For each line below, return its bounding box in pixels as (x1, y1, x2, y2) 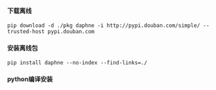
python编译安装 (7, 75, 53, 83)
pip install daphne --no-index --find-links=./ (7, 60, 148, 66)
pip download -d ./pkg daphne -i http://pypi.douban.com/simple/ (7, 22, 200, 29)
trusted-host (7, 28, 45, 35)
